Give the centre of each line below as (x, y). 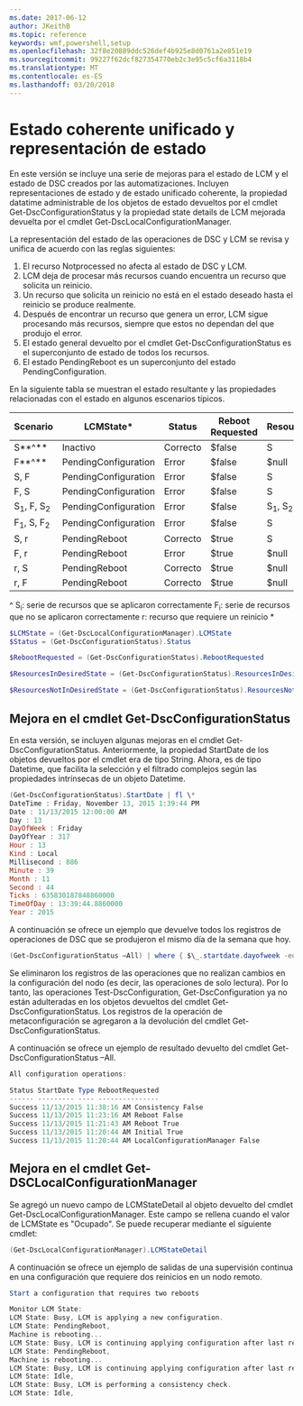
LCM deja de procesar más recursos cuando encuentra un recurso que (154, 275)
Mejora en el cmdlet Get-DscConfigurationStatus (150, 718)
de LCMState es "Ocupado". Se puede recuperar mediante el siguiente (141, 1224)
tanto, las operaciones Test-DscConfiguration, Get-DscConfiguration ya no (148, 992)
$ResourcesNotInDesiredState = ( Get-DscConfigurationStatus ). (129, 691)
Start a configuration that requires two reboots (105, 1293)
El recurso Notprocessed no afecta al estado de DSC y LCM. (135, 266)
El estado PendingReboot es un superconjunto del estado (129, 362)
